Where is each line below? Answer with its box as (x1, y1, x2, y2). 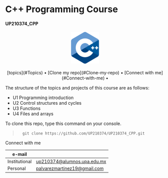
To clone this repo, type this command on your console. (5, 120, 121, 127)
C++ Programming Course (5, 4, 118, 15)
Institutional (7, 158, 32, 165)
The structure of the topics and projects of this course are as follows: (5, 85, 150, 91)
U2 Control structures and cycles (12, 100, 82, 106)
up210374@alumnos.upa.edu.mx (36, 158, 106, 165)
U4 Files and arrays (12, 111, 54, 117)
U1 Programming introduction (12, 95, 74, 101)
